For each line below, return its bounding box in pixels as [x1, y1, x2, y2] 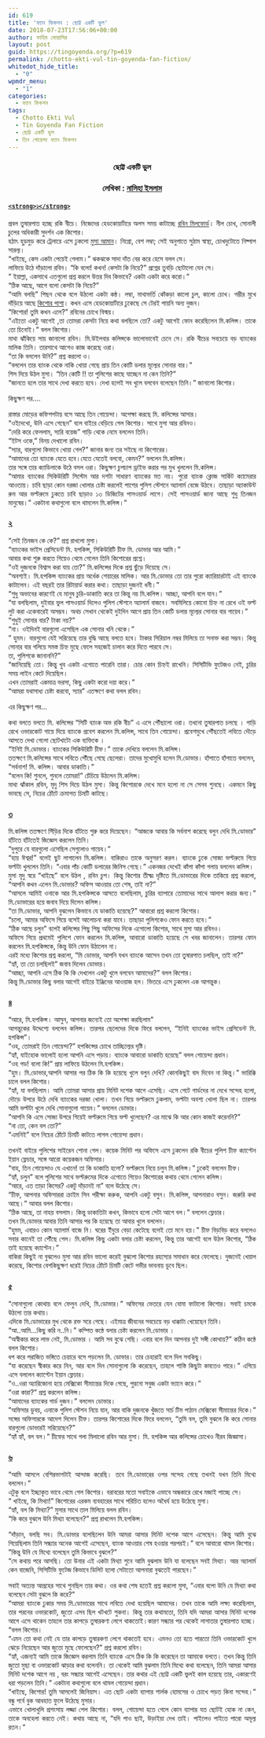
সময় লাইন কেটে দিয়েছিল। [8, 668, 68, 677]
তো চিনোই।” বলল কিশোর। [8, 324, 72, 334]
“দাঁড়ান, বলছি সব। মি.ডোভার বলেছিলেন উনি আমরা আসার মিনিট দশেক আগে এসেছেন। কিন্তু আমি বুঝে [8, 1530, 256, 1539]
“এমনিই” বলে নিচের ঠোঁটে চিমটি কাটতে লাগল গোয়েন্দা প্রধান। [8, 1130, 145, 1139]
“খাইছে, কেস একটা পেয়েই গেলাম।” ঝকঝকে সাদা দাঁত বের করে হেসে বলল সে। [8, 253, 187, 264]
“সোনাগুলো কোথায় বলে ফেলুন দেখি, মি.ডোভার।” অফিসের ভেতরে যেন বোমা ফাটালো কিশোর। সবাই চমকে [8, 1299, 256, 1308]
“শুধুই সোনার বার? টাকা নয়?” [8, 615, 75, 625]
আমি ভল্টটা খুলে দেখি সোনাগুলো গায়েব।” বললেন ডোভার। [8, 1103, 139, 1113]
